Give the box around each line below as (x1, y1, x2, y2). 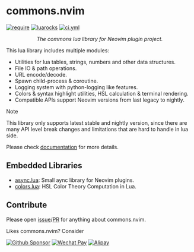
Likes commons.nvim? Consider (6, 227, 84, 234)
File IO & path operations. (14, 64, 77, 72)
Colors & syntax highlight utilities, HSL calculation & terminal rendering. (14, 90, 189, 97)
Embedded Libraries (6, 160, 82, 171)
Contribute (6, 200, 47, 210)
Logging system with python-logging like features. (14, 83, 138, 90)
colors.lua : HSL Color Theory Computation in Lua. (14, 182, 136, 190)
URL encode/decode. (14, 71, 67, 78)
